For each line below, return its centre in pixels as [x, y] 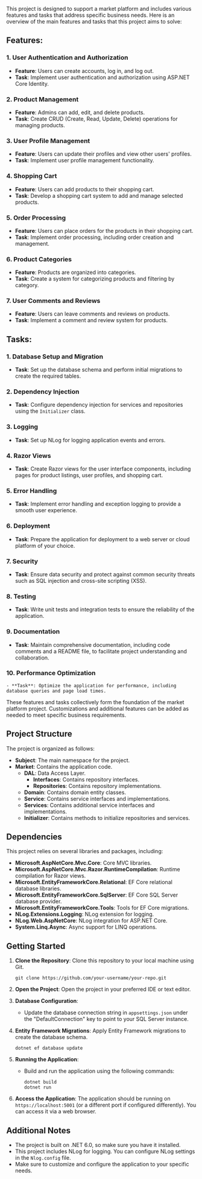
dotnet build [40, 1082]
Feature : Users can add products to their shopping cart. [84, 189]
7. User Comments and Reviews [53, 301]
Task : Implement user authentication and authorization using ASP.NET [102, 77]
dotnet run [38, 1088]
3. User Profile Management [48, 141]
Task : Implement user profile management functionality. [85, 160]
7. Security [22, 561]
